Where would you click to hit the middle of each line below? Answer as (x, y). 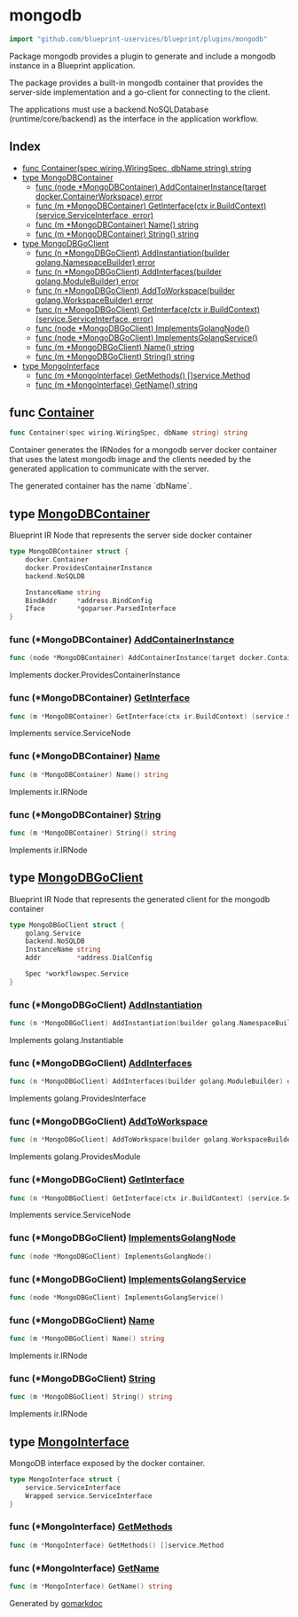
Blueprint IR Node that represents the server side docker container (131, 535)
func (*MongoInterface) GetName (84, 1568)
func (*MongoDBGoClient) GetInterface (97, 1180)
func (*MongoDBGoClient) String (82, 1378)
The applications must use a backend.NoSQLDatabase (109, 109)
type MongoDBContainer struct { (69, 552)
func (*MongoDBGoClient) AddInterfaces (101, 1063)
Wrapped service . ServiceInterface (89, 1495)
